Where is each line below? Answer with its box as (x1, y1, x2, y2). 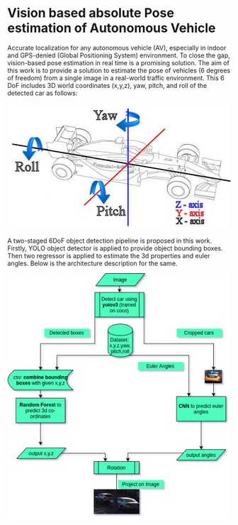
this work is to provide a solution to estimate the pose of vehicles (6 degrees (7, 66, 231, 74)
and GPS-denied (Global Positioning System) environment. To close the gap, (7, 51, 230, 60)
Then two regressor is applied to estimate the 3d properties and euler (7, 251, 210, 260)
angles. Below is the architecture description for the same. (7, 259, 178, 267)
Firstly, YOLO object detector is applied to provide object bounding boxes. (7, 243, 223, 253)
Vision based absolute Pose (7, 5, 175, 21)
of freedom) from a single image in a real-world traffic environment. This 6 (7, 73, 225, 82)
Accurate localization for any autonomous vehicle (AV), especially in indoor (7, 43, 227, 52)
